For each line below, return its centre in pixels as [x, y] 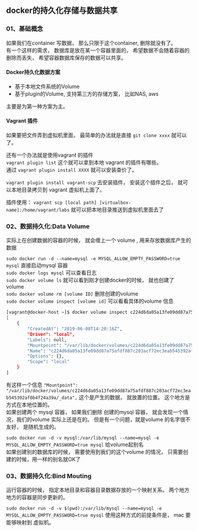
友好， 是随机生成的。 [33, 427]
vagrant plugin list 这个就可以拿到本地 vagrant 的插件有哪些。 [84, 163]
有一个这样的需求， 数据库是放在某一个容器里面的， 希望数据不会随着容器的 [98, 50]
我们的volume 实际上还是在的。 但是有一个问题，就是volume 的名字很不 [103, 419]
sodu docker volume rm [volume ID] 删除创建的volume [72, 294]
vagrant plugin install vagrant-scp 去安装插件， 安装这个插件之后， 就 [95, 182]
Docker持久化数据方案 [33, 72]
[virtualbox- [115, 203]
